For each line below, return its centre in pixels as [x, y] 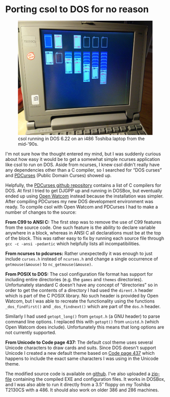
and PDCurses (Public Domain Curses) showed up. [58, 175]
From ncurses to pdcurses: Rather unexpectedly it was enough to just [79, 253]
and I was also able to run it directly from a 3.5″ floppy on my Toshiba [78, 384]
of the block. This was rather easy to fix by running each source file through [85, 238]
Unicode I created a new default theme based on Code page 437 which [80, 353]
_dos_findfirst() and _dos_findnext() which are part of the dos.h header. [83, 306]
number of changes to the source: [41, 212]
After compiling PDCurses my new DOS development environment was [79, 201]
